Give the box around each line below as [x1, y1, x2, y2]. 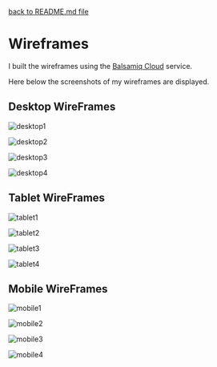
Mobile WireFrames [8, 282, 108, 296]
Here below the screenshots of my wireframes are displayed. [8, 76, 210, 87]
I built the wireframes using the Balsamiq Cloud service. [8, 61, 193, 71]
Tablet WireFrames [8, 192, 106, 205]
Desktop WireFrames [8, 100, 116, 114]
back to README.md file [8, 7, 90, 16]
